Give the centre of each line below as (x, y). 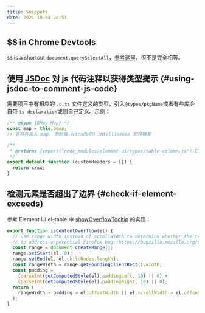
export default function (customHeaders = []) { (70, 162)
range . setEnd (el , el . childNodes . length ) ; (66, 259)
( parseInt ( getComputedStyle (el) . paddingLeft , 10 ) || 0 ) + (93, 276)
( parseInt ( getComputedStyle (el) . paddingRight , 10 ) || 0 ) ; (93, 281)
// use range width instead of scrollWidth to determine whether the (102, 236)
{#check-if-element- (137, 194)
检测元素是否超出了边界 (51, 194)
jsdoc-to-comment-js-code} (62, 88)
